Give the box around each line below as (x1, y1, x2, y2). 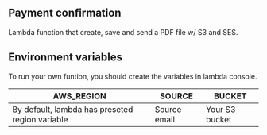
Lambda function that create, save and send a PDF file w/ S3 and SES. (8, 27, 238, 37)
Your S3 (205, 103, 236, 114)
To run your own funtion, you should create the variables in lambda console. (8, 71, 257, 81)
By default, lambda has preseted (12, 103, 133, 114)
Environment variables (8, 51, 123, 64)
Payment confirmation (8, 6, 122, 20)
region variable (12, 114, 69, 125)
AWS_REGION (52, 91, 107, 102)
